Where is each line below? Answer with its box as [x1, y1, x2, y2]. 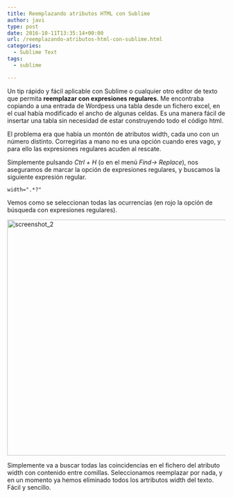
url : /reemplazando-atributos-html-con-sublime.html [7, 36, 163, 43]
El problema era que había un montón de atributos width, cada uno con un [7, 130, 220, 138]
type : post [7, 23, 39, 30]
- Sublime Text [13, 49, 58, 56]
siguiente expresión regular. [7, 173, 87, 181]
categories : [7, 42, 42, 49]
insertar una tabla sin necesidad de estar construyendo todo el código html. [7, 116, 224, 125]
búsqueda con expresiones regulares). [7, 205, 118, 214]
